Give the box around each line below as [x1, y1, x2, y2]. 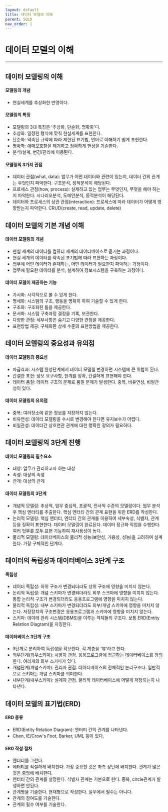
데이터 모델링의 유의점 [5, 397, 48, 403]
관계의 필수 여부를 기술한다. [12, 801, 66, 807]
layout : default [5, 7, 39, 13]
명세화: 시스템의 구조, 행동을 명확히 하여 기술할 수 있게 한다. [12, 297, 128, 304]
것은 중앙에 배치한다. [12, 770, 53, 776]
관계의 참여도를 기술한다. [12, 795, 61, 801]
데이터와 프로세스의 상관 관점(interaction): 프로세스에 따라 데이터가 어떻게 [12, 199, 156, 205]
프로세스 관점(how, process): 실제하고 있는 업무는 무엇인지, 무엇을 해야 [12, 186, 151, 192]
